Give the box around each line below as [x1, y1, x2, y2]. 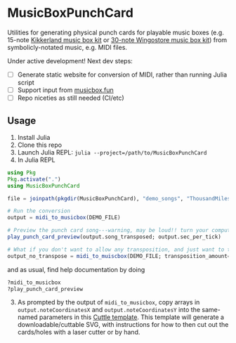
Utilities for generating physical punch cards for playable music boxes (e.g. [7, 28, 225, 37]
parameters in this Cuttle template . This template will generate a [39, 313, 225, 321]
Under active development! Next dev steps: [7, 56, 133, 65]
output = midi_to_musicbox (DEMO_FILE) [7, 214, 121, 221]
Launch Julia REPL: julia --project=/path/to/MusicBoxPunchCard [17, 148, 207, 156]
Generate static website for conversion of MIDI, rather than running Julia [17, 70, 228, 79]
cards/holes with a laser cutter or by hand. [17, 328, 140, 337]
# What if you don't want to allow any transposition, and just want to [7, 246, 225, 253]
